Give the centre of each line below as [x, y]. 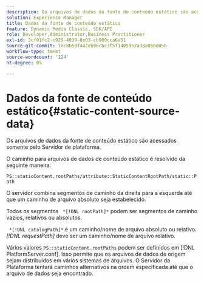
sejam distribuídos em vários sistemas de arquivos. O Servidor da [88, 261]
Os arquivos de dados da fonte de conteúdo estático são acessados [92, 141]
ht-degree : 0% [24, 63]
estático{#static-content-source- [93, 111]
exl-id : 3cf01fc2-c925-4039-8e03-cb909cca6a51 [66, 40]
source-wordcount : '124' [38, 57]
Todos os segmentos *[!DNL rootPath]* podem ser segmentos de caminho [102, 211]
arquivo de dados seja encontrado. [50, 273]
